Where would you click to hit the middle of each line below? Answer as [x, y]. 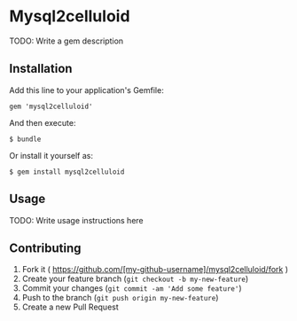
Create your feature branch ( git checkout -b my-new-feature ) [135, 279]
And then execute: [43, 122]
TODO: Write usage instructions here [76, 220]
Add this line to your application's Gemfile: [86, 90]
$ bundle [25, 139]
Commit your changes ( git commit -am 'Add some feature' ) [132, 288]
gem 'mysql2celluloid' [51, 106]
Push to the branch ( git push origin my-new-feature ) [120, 298]
